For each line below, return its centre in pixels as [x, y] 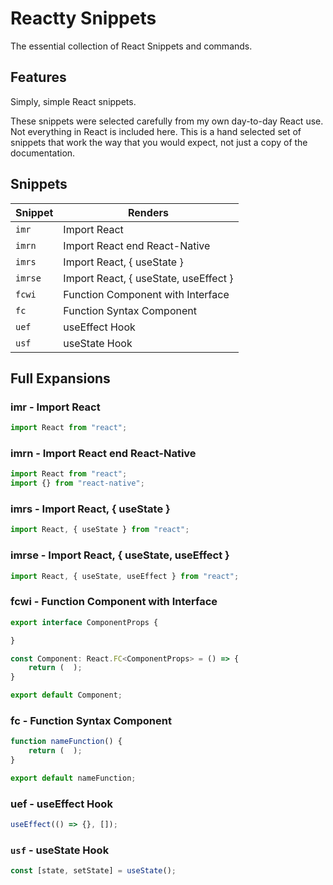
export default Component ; [66, 695]
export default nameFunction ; [73, 778]
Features [38, 77]
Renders [148, 212]
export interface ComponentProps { [84, 622]
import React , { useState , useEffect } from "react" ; [125, 576]
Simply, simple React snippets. [73, 101]
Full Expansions [60, 378]
